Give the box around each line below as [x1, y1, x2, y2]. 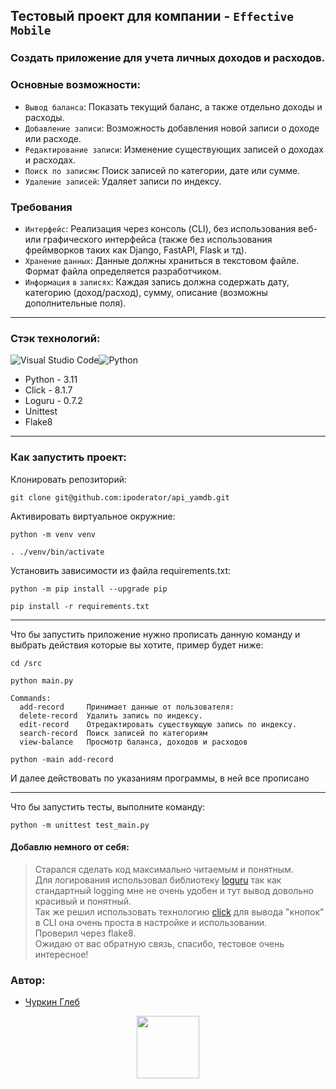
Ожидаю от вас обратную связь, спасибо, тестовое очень [34, 937, 285, 949]
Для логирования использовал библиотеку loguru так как [34, 874, 282, 886]
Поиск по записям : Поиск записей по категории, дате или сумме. [24, 164, 301, 176]
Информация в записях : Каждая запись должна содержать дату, [24, 275, 290, 288]
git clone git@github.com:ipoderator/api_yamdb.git [10, 492, 230, 503]
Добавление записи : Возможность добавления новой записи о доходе [24, 122, 320, 134]
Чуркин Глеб [24, 996, 80, 1008]
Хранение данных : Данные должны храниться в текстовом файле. [24, 254, 300, 266]
